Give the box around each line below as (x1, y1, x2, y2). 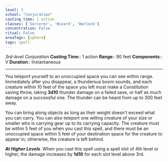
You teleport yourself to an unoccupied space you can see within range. (5, 73, 154, 79)
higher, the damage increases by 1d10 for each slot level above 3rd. (5, 151, 144, 157)
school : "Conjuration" (5, 12, 52, 17)
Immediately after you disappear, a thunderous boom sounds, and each (5, 78, 152, 84)
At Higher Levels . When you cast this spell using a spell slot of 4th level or (5, 145, 159, 151)
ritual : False (5, 30, 35, 35)
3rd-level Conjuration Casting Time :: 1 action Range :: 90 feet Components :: (5, 53, 162, 59)
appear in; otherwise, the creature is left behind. (5, 136, 104, 142)
